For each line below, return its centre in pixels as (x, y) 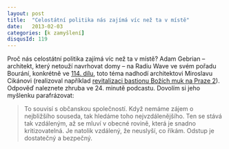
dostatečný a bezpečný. (58, 138)
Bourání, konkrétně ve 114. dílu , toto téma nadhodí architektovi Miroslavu (110, 74)
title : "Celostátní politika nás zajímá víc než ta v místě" (98, 20)
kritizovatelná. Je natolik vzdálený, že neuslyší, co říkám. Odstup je (119, 131)
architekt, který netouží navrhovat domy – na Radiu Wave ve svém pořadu (112, 66)
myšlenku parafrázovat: (41, 96)
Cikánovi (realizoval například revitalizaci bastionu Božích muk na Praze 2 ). (113, 81)
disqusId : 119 (28, 39)
